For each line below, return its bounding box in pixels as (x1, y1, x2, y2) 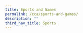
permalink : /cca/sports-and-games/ (5, 12, 79, 16)
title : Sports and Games (5, 7, 56, 12)
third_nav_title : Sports (5, 20, 56, 26)
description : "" (5, 16, 39, 21)
